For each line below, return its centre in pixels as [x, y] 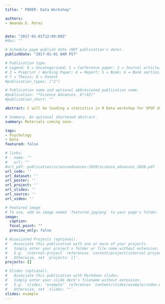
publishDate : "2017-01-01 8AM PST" [41, 55]
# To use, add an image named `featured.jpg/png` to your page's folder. [82, 212]
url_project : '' [22, 185]
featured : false [22, 144]
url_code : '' [18, 171]
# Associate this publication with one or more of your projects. [77, 244]
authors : [14, 18]
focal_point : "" [26, 226]
